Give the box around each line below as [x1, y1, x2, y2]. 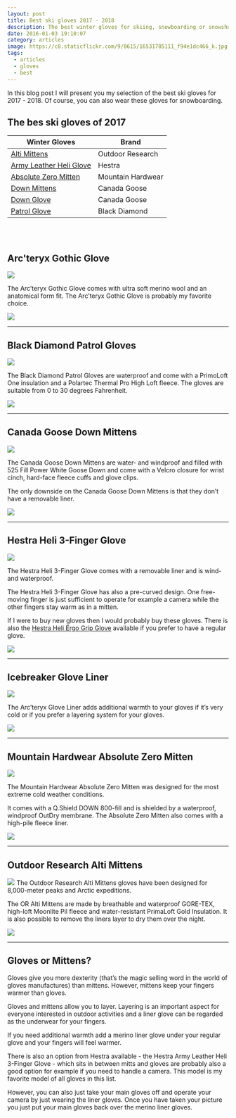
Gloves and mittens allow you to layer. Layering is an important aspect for [7, 1002, 220, 1010]
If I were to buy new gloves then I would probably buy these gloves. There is [7, 616, 228, 624]
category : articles [7, 37, 65, 44]
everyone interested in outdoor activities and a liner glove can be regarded [7, 1010, 223, 1018]
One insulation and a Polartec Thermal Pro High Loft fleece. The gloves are [7, 378, 224, 387]
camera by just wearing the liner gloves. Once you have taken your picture [7, 1095, 223, 1104]
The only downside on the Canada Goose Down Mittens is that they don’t [7, 486, 219, 495]
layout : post [7, 10, 46, 18]
